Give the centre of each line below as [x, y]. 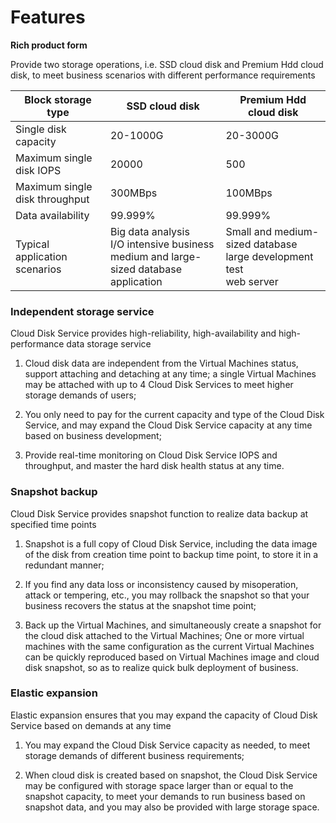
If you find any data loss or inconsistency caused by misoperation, [161, 584]
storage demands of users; [80, 395]
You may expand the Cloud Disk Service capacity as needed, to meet [167, 745]
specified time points [53, 524]
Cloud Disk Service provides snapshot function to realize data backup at [159, 513]
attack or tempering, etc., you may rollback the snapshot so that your [167, 595]
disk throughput [52, 199]
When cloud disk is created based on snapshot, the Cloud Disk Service [171, 775]
